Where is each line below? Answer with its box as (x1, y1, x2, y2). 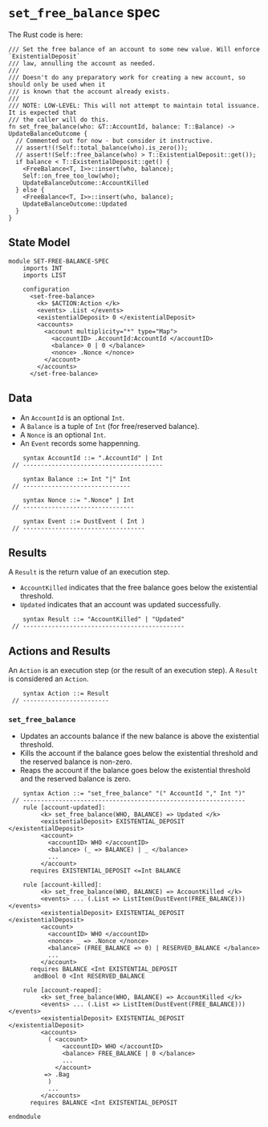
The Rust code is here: (8, 30, 83, 39)
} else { (15, 186, 45, 194)
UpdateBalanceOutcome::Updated (22, 200, 128, 208)
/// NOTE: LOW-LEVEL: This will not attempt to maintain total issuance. (8, 101, 261, 109)
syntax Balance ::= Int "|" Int (22, 475, 131, 483)
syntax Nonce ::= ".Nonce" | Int (22, 496, 135, 504)
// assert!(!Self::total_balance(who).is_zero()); (15, 144, 189, 152)
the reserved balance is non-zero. (19, 757, 132, 766)
